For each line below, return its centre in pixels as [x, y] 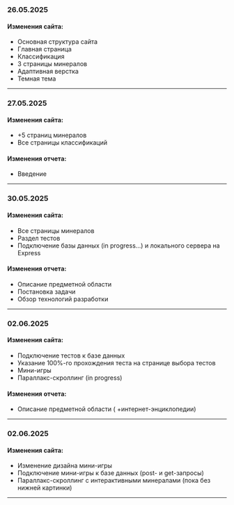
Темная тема [37, 79]
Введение [32, 174]
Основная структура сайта [57, 42]
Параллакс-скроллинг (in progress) [70, 378]
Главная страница [44, 49]
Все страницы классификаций [62, 143]
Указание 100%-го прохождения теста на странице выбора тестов [116, 362]
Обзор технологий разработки [63, 299]
